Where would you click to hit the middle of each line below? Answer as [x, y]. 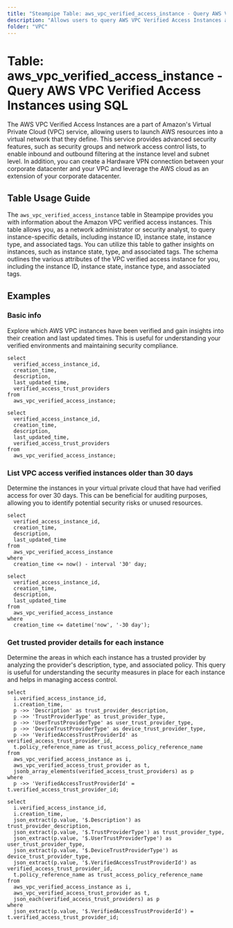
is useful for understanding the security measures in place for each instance [116, 672]
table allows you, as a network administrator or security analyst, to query [111, 229]
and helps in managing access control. [62, 680]
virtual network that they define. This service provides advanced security [112, 139]
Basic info [24, 316]
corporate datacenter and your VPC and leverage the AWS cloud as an [108, 169]
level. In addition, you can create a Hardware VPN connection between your [115, 161]
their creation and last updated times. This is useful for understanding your [114, 338]
